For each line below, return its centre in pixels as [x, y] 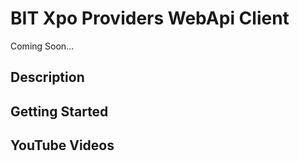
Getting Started [59, 111]
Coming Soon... [42, 46]
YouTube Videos [62, 145]
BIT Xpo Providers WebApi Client [150, 18]
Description [47, 77]
